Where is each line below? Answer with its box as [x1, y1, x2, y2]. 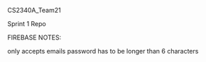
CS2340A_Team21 [7, 6, 62, 14]
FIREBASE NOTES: [7, 33, 62, 42]
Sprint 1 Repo [7, 20, 46, 27]
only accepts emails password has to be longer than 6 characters [7, 47, 199, 55]
